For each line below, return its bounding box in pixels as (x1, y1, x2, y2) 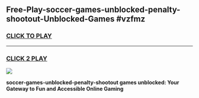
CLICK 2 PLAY (6, 54, 47, 62)
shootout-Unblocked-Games (6, 14, 115, 24)
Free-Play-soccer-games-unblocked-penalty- (6, 5, 181, 15)
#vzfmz (116, 14, 146, 24)
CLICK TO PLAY (6, 32, 52, 40)
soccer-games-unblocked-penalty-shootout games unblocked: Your (6, 78, 179, 86)
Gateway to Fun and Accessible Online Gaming (6, 85, 124, 92)
